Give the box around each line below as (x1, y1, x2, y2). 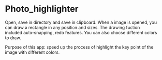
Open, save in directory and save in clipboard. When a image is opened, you (5, 19, 157, 25)
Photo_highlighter (5, 3, 79, 15)
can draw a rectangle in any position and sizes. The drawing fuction (5, 24, 140, 30)
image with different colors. (5, 49, 60, 55)
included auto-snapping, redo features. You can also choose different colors (5, 30, 157, 35)
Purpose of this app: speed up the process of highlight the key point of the (5, 44, 154, 50)
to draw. (5, 35, 21, 41)
